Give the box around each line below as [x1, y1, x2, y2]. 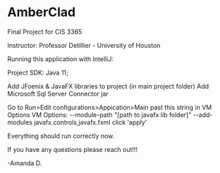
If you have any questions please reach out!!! [7, 145, 138, 153]
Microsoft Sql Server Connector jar [7, 89, 109, 98]
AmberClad [7, 4, 76, 20]
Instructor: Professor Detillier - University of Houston [7, 41, 161, 49]
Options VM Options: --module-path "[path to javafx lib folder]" [7, 110, 192, 119]
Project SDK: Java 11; [7, 68, 68, 77]
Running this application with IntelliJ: [7, 54, 114, 63]
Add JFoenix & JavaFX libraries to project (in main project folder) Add [7, 82, 209, 90]
